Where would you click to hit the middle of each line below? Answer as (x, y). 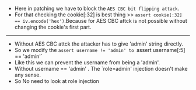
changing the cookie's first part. (53, 27)
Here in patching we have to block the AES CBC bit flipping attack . (97, 8)
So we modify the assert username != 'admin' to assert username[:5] (100, 50)
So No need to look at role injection (57, 81)
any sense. (27, 75)
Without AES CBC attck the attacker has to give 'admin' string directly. (99, 44)
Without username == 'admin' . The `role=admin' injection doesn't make (101, 69)
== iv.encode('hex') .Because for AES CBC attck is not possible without (101, 21)
